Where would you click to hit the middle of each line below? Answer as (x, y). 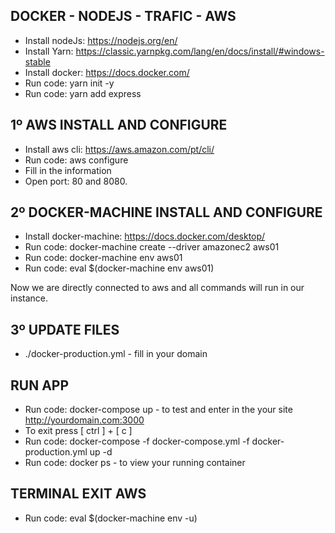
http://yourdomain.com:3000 (84, 420)
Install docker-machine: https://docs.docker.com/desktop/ (145, 236)
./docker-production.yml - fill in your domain (116, 354)
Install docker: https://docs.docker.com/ (107, 72)
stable (37, 61)
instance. (29, 298)
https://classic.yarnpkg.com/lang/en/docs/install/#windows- (200, 51)
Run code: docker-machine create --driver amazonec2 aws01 (152, 247)
